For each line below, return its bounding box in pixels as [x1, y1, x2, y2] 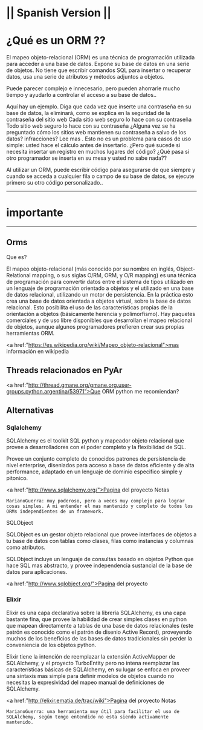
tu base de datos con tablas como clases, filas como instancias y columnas [6, 538, 194, 545]
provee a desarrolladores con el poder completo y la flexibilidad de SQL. [6, 444, 186, 451]
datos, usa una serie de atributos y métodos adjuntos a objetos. [6, 73, 165, 81]
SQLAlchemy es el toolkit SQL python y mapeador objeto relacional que [6, 437, 184, 444]
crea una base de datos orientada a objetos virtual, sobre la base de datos [6, 297, 192, 304]
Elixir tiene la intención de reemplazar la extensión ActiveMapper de [6, 653, 175, 660]
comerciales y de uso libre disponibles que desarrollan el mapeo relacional [6, 317, 192, 324]
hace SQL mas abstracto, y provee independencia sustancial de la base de [6, 562, 192, 569]
